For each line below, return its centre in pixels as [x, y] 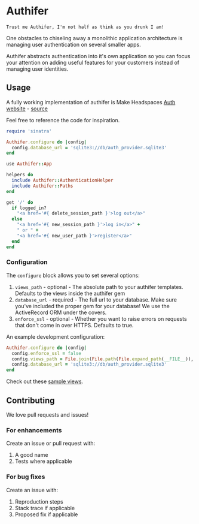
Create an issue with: [32, 490]
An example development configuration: [56, 336]
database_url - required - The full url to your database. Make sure [96, 299]
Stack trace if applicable [45, 508]
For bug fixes [26, 477]
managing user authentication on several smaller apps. [74, 44]
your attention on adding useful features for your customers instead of [93, 62]
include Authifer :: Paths [42, 186]
